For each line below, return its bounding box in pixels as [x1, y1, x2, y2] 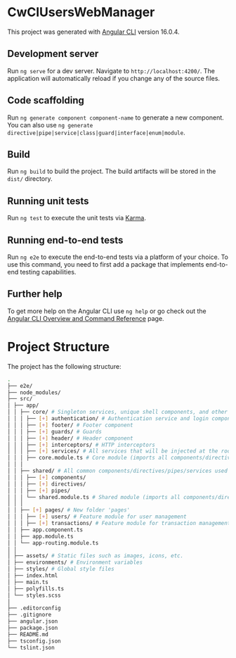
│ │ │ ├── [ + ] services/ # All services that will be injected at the [7, 448, 218, 455]
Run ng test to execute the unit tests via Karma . [7, 214, 146, 222]
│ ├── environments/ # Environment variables [7, 559, 143, 567]
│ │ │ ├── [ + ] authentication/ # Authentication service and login [7, 415, 209, 422]
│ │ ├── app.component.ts [7, 526, 83, 533]
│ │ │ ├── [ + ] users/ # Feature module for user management [7, 513, 188, 521]
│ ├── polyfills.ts [7, 585, 65, 592]
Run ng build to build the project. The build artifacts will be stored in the [7, 167, 216, 176]
